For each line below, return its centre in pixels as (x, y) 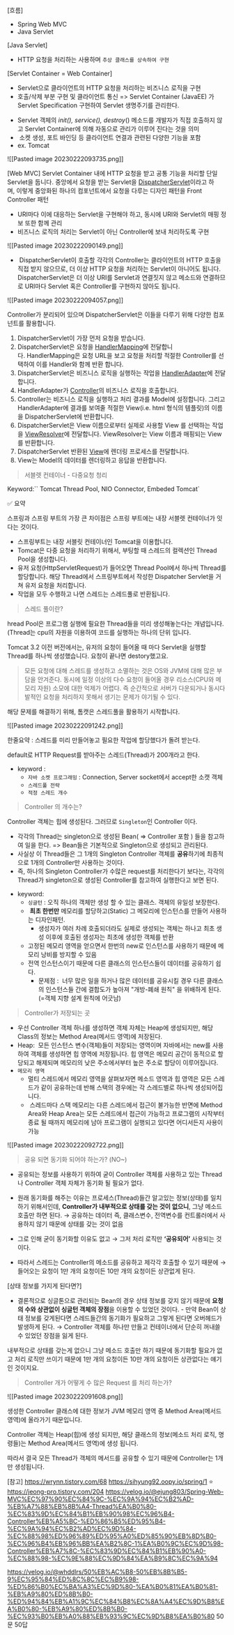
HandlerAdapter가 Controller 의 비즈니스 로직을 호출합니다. (98, 390)
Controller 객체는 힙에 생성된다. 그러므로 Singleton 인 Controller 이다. (102, 821)
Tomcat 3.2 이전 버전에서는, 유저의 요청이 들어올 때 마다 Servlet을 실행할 (107, 647)
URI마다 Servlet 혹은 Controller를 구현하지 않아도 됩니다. (102, 286)
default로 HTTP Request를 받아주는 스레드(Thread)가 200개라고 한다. (103, 755)
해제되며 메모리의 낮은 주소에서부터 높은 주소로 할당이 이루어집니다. (127, 1063)
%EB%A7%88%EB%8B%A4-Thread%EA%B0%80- (82, 1506)
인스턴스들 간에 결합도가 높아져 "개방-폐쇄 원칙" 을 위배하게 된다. (133, 989)
